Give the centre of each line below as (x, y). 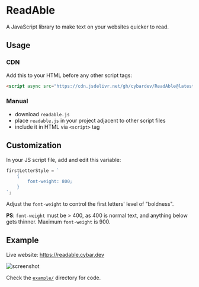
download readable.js (42, 114)
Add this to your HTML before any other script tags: (69, 75)
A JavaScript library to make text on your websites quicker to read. (87, 27)
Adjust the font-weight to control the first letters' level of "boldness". (90, 204)
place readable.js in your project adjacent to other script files (90, 120)
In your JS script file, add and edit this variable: (64, 160)
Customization (34, 146)
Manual (17, 101)
